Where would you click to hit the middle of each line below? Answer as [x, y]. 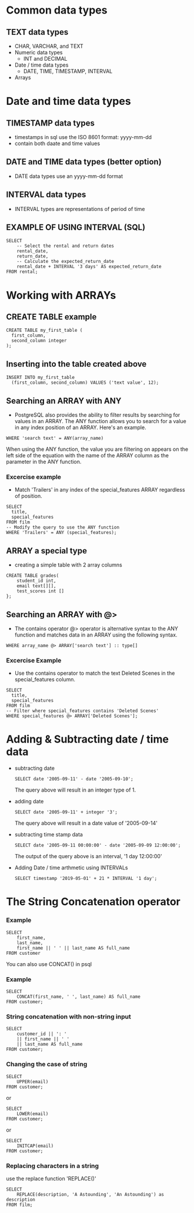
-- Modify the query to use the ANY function [63, 528]
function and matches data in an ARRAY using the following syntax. [96, 635]
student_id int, [37, 581]
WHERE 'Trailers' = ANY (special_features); [61, 533]
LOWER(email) [33, 1114]
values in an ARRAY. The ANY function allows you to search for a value [100, 421]
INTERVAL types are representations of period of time [80, 209]
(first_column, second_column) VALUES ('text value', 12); [85, 383]
